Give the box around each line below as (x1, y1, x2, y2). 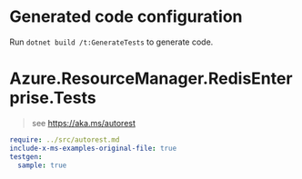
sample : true (17, 161, 67, 170)
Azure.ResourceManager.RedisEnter (9, 68, 293, 89)
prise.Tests (9, 88, 97, 108)
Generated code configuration (9, 6, 243, 27)
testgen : (9, 152, 43, 161)
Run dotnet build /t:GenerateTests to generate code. (9, 36, 214, 47)
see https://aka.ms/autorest (31, 117, 136, 128)
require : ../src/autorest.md (9, 134, 120, 144)
